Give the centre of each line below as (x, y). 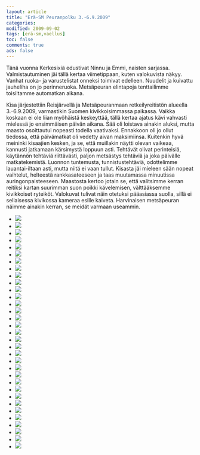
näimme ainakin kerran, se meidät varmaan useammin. (73, 207)
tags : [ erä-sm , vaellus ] (36, 34)
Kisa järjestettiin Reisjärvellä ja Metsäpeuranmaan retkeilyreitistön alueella (97, 105)
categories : (21, 23)
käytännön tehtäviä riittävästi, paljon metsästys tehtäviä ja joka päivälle (93, 156)
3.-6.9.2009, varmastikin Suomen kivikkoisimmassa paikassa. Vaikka (91, 111)
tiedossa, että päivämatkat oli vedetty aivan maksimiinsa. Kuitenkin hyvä (95, 136)
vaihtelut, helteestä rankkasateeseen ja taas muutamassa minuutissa (90, 175)
